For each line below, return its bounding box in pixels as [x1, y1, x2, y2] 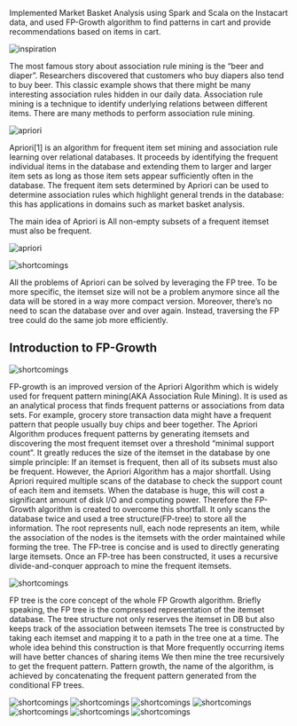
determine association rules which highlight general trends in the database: [9, 190, 285, 200]
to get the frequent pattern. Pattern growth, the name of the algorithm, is [9, 660, 275, 671]
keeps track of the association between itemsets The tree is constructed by [9, 623, 285, 634]
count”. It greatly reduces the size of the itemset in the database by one [9, 447, 270, 458]
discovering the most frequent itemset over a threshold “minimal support [9, 438, 275, 448]
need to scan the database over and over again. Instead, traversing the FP [9, 305, 280, 316]
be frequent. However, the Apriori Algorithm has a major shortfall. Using [9, 466, 271, 477]
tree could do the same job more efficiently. [9, 315, 168, 325]
